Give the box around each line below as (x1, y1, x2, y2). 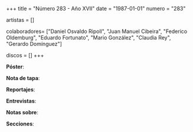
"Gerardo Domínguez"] (6, 41, 62, 47)
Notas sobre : (6, 109, 38, 115)
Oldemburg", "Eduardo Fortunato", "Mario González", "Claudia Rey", (6, 34, 171, 41)
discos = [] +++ (6, 52, 44, 58)
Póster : (6, 63, 25, 70)
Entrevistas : (6, 97, 37, 104)
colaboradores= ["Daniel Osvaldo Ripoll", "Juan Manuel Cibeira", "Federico (6, 28, 188, 35)
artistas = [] (6, 16, 34, 23)
